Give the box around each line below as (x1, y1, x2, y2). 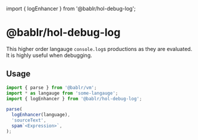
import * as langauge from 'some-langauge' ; (6, 90, 118, 96)
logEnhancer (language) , (11, 112, 70, 118)
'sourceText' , (11, 117, 46, 123)
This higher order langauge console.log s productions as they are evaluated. (6, 45, 193, 52)
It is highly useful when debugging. (6, 52, 92, 59)
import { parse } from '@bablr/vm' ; (6, 84, 97, 91)
